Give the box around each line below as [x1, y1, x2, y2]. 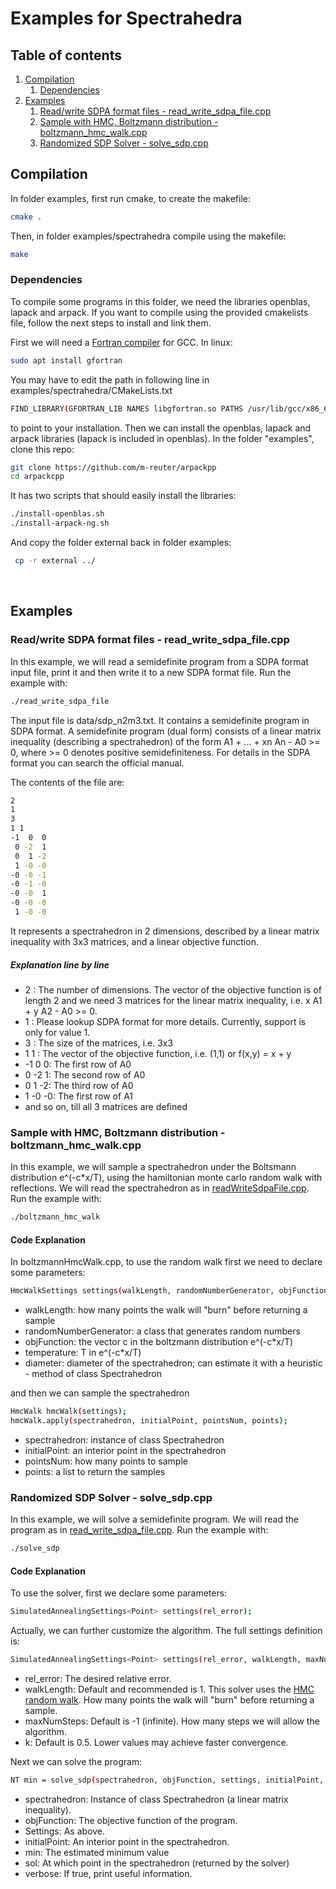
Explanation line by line [10, 958, 110, 971]
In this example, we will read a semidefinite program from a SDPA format [10, 655, 309, 667]
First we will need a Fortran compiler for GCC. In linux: [10, 336, 233, 348]
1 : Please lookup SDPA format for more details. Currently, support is [24, 1015, 307, 1027]
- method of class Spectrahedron [24, 1368, 162, 1380]
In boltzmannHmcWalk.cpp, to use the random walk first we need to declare [10, 1256, 323, 1268]
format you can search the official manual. [10, 757, 185, 769]
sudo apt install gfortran [10, 355, 123, 366]
